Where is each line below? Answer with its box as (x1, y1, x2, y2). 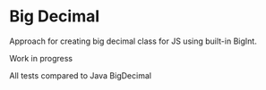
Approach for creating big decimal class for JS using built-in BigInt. (9, 36, 257, 46)
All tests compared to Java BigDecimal (9, 70, 152, 81)
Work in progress (9, 53, 73, 63)
